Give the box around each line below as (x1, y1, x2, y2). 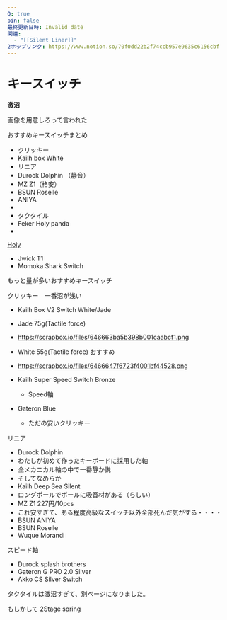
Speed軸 (28, 390, 54, 398)
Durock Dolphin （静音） (17, 171, 90, 179)
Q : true (7, 10, 30, 18)
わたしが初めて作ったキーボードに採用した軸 (17, 456, 149, 464)
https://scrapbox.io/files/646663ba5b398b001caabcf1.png (17, 333, 190, 341)
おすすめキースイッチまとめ (7, 130, 88, 139)
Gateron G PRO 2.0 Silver (17, 567, 92, 575)
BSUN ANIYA (17, 516, 56, 524)
